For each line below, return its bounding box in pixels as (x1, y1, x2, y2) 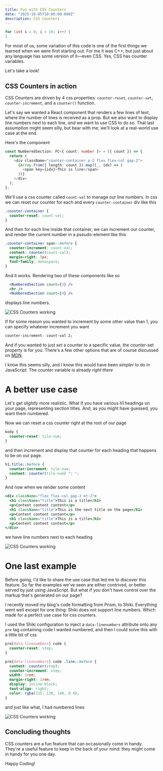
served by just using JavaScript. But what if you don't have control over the (5, 587, 156, 593)
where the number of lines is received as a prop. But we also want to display (5, 114, 158, 120)
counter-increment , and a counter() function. (5, 100, 96, 106)
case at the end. (5, 130, 37, 136)
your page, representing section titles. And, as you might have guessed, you (5, 405, 158, 412)
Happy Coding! (5, 760, 36, 766)
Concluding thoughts (5, 728, 71, 736)
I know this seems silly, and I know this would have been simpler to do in (5, 362, 150, 368)
